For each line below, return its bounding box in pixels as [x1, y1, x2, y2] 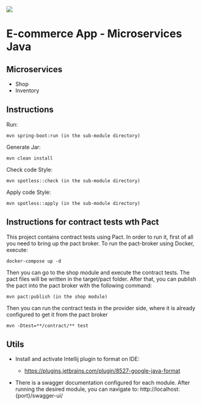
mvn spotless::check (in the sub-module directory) [6, 177, 140, 184]
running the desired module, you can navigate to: [15, 385, 139, 393]
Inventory [15, 87, 40, 94]
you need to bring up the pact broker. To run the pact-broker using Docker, [6, 239, 195, 247]
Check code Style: [6, 166, 53, 173]
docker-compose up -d [6, 258, 62, 264]
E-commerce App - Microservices [6, 27, 182, 41]
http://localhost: [140, 385, 180, 393]
